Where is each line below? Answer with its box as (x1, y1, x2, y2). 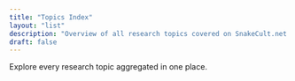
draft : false (9, 37, 58, 47)
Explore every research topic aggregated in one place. (9, 62, 208, 72)
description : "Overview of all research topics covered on (9, 29, 232, 38)
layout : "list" (9, 21, 66, 30)
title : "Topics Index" (9, 12, 93, 22)
